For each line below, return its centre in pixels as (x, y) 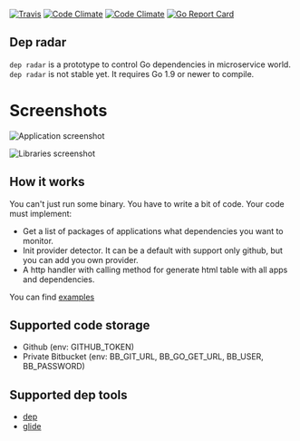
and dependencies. (58, 279)
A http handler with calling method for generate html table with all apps (155, 269)
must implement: (41, 213)
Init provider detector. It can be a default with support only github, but (153, 250)
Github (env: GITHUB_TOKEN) (78, 347)
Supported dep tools (69, 395)
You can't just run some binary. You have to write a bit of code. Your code (147, 203)
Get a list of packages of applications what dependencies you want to (153, 230)
